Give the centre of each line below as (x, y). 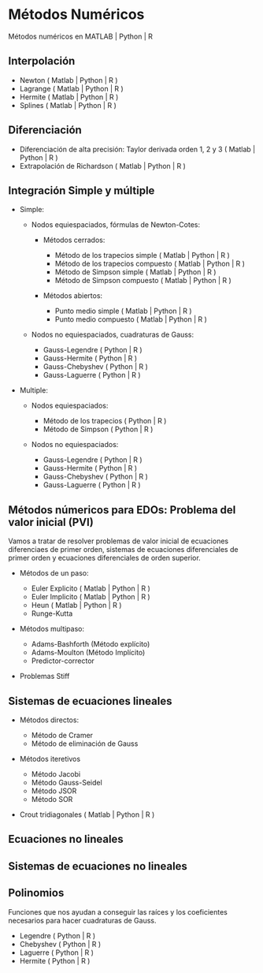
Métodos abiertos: (73, 296)
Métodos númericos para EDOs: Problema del (122, 510)
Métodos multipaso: (52, 629)
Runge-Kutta (52, 613)
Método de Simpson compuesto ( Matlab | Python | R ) (143, 281)
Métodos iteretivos (50, 759)
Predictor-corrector (63, 661)
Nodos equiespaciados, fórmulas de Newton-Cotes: (116, 225)
